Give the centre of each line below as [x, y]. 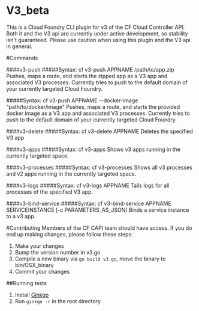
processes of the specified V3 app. [49, 192]
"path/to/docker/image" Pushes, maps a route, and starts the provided [93, 106]
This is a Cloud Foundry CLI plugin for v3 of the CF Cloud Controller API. [96, 27]
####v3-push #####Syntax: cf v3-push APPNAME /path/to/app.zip [90, 69]
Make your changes [39, 246]
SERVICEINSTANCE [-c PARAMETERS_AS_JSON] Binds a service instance [98, 210]
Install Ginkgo [32, 295]
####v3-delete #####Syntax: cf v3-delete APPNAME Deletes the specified [100, 131]
